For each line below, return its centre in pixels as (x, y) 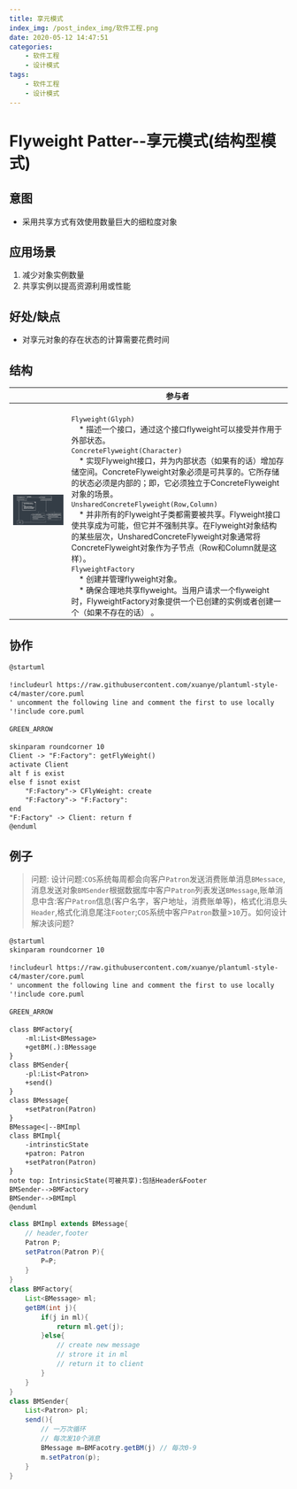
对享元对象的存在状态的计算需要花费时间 (95, 340)
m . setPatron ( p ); (71, 1457)
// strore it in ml (92, 1354)
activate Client (39, 765)
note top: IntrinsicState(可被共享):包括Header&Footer (108, 1180)
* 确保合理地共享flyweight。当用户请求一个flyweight (174, 590)
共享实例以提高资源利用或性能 (76, 286)
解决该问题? (52, 923)
